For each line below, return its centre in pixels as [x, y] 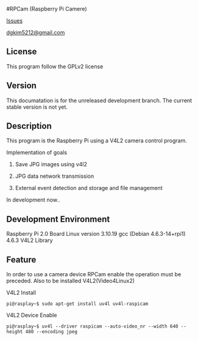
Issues [15, 20]
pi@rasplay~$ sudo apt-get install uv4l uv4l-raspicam [77, 304]
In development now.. [33, 200]
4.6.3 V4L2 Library [30, 240]
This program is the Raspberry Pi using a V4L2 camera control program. [97, 141]
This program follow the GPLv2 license [55, 66]
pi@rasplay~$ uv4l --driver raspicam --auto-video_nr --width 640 [92, 326]
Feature [21, 259]
